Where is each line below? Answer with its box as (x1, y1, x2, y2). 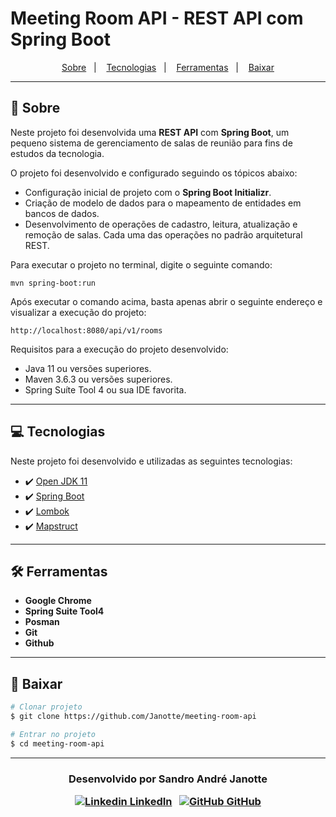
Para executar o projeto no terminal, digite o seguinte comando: (10, 258, 273, 271)
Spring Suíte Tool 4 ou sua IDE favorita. (24, 383, 187, 396)
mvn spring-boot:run (10, 278, 97, 288)
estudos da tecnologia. (10, 147, 105, 159)
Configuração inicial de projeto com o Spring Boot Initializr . (24, 186, 272, 198)
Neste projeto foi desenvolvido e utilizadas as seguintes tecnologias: (10, 455, 293, 467)
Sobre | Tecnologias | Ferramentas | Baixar (61, 61, 275, 73)
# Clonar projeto (10, 702, 83, 712)
